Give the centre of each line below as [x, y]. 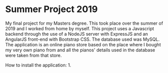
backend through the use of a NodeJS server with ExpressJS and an [77, 34]
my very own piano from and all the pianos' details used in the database [80, 50]
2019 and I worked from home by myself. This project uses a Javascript [80, 28]
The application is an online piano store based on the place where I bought [83, 44]
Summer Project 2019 [52, 9]
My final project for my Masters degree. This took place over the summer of [84, 23]
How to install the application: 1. [38, 65]
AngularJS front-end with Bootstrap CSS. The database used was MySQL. [82, 39]
